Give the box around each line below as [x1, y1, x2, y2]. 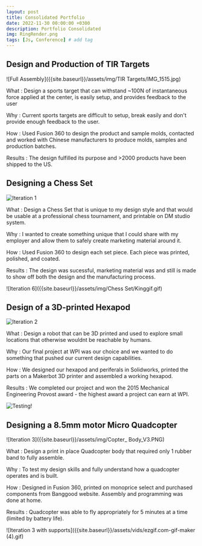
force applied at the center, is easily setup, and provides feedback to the [6, 93, 186, 100]
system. [6, 219, 26, 226]
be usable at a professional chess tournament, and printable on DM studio [6, 212, 191, 219]
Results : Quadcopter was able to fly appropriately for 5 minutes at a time [6, 509, 188, 516]
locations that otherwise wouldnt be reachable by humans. [6, 336, 152, 344]
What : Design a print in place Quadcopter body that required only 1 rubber [6, 448, 192, 455]
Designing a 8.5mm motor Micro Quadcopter [6, 420, 178, 430]
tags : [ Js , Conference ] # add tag [6, 37, 93, 43]
